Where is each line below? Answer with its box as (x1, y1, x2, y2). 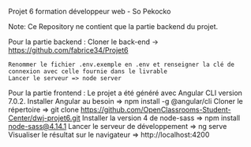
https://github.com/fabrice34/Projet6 (8, 46, 129, 54)
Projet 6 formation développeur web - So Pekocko (8, 7, 171, 16)
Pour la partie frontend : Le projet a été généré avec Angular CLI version (8, 88, 243, 97)
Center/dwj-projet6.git (8, 113, 81, 123)
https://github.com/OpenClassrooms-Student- (80, 105, 231, 114)
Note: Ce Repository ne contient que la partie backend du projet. (8, 22, 219, 31)
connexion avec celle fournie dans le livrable (8, 68, 168, 75)
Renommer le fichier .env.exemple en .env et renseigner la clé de (8, 61, 235, 68)
